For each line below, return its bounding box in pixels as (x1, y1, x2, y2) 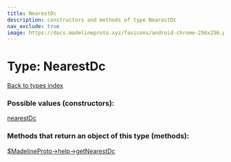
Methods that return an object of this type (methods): (7, 131, 190, 141)
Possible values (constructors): (7, 99, 115, 108)
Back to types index (7, 82, 63, 90)
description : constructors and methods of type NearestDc (7, 16, 177, 23)
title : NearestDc (7, 10, 57, 17)
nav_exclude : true (7, 23, 60, 30)
